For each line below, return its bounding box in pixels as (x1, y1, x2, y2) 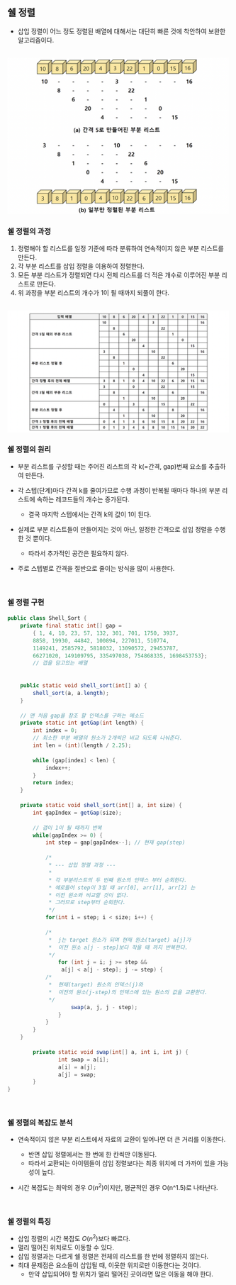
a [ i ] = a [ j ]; (57, 1063, 97, 1071)
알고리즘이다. (17, 35, 55, 44)
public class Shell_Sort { (7, 615, 87, 622)
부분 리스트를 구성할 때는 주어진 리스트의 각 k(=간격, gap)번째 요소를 (17, 462, 208, 470)
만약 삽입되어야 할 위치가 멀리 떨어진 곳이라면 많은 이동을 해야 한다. (28, 1270, 214, 1279)
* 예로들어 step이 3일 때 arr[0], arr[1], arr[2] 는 (48, 884, 196, 891)
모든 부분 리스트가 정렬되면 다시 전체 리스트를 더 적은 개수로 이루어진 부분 (17, 270, 220, 279)
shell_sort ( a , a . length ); (33, 689, 110, 696)
